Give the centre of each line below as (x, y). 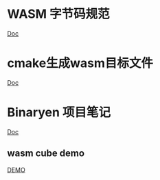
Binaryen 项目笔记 (59, 113)
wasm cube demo (46, 154)
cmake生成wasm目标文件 (80, 63)
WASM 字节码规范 (58, 14)
